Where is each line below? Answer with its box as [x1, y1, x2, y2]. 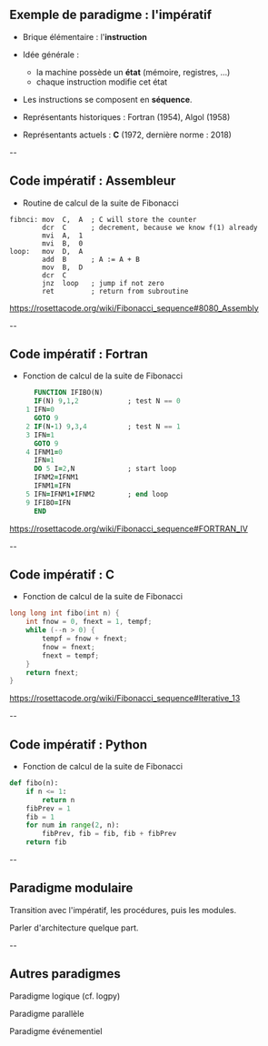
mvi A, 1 [42, 231, 84, 240]
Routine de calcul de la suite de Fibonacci [22, 197, 179, 208]
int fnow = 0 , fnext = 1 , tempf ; [25, 618, 153, 627]
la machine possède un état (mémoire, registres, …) [35, 66, 231, 77]
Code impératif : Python [9, 737, 148, 752]
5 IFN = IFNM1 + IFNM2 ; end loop [25, 489, 169, 498]
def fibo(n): [9, 779, 59, 788]
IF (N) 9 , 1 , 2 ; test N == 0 [33, 397, 181, 406]
